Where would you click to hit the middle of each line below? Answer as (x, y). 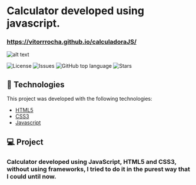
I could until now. (31, 176)
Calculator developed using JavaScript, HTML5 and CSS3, (92, 161)
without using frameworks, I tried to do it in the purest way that (99, 169)
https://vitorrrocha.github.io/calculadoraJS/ (72, 42)
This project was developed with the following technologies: (79, 99)
